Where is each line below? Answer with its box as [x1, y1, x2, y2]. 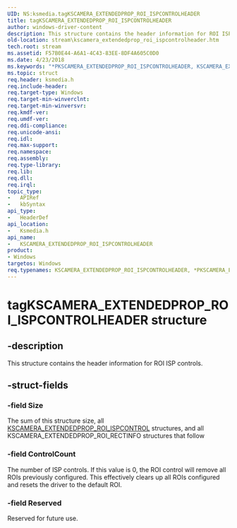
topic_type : [7, 188, 42, 195]
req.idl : [7, 135, 33, 142]
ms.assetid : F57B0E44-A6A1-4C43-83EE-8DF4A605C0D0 [7, 50, 159, 57]
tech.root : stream [7, 43, 61, 50]
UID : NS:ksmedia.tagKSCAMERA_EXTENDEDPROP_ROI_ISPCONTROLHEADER [7, 10, 200, 18]
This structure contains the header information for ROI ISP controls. [7, 358, 203, 368]
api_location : [7, 221, 49, 228]
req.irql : [7, 181, 37, 188]
